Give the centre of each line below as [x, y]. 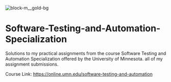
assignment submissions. [32, 64]
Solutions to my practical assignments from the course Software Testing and [86, 53]
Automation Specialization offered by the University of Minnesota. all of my [84, 59]
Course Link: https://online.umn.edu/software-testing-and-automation [79, 74]
